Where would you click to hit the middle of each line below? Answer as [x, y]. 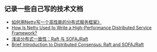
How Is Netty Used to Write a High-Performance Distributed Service [81, 27]
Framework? [24, 33]
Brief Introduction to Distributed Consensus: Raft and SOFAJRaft [77, 44]
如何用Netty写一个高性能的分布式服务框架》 [56, 22]
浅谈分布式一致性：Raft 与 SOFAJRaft [50, 38]
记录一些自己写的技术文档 [43, 9]
